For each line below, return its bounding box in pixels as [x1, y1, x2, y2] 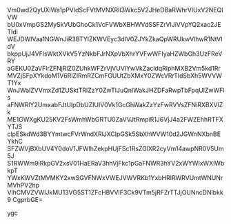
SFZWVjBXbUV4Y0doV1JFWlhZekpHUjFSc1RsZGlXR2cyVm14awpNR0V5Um [7, 144, 224, 153]
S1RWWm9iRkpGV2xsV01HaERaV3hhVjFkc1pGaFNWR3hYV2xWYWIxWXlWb [7, 159, 225, 167]
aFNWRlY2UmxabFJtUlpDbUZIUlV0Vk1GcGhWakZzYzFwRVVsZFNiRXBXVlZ [7, 101, 223, 109]
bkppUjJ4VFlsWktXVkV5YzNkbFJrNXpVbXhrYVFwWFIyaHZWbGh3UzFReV [7, 49, 223, 58]
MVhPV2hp [7, 181, 40, 189]
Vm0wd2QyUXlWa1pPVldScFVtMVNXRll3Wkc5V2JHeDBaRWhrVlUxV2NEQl [7, 6, 223, 14]
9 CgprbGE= [7, 196, 43, 203]
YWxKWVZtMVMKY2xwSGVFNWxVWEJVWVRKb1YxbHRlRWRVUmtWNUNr [7, 174, 223, 181]
